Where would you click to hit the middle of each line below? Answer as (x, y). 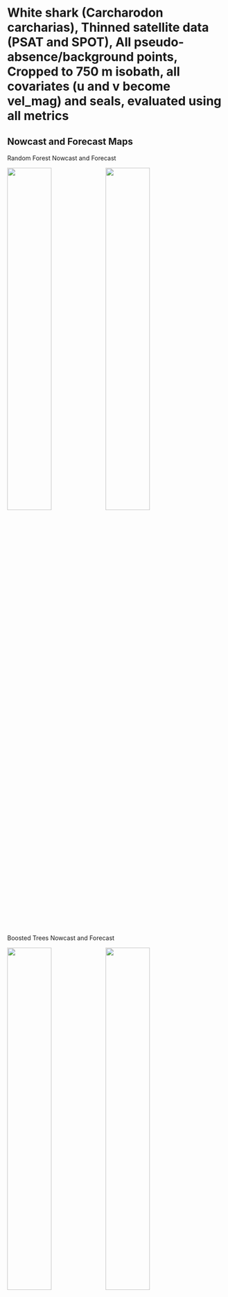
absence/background (71, 57)
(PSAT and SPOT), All (69, 42)
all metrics (38, 116)
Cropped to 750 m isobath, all (94, 72)
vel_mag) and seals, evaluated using (114, 101)
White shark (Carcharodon (85, 13)
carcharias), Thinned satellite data (108, 27)
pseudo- (159, 42)
